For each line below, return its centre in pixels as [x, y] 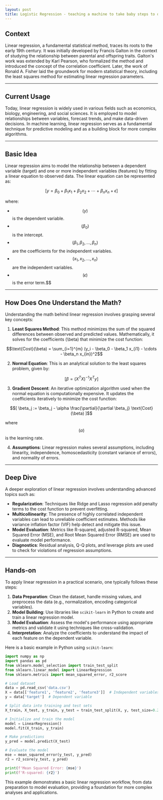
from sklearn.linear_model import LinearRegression [58, 670]
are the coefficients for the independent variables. [62, 251]
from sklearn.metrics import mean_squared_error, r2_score [66, 675]
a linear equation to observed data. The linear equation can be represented [80, 176]
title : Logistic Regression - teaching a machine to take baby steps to [80, 14]
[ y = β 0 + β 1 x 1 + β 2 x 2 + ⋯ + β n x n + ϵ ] [81, 191]
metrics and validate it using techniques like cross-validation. [73, 628]
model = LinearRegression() [33, 724]
